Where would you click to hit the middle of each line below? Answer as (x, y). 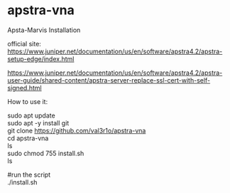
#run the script (29, 174)
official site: (24, 43)
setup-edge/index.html (41, 58)
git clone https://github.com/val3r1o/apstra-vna (77, 130)
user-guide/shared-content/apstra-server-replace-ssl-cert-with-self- (109, 80)
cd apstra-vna (28, 138)
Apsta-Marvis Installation (44, 30)
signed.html (24, 88)
